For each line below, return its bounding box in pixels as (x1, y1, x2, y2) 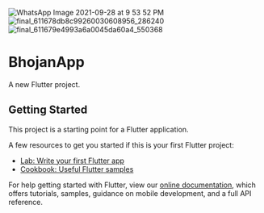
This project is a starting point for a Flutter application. (8, 124, 189, 134)
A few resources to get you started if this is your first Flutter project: (8, 140, 234, 149)
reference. (8, 197, 43, 207)
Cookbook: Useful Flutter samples (19, 164, 134, 173)
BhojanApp (8, 53, 85, 72)
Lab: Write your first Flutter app (19, 156, 125, 165)
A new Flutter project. (8, 79, 81, 89)
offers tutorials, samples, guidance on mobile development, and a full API (8, 188, 252, 198)
